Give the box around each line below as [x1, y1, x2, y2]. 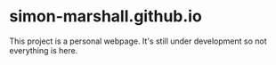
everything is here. [9, 45, 78, 55]
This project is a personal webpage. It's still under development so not [9, 36, 267, 46]
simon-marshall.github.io [9, 6, 202, 27]
